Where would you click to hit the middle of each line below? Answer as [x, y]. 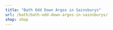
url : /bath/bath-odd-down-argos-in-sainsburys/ [57, 15]
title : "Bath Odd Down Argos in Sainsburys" [53, 10]
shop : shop [17, 19]
